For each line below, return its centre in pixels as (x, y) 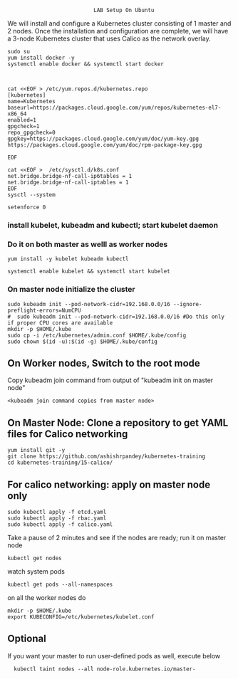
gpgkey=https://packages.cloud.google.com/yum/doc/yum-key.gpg (103, 139)
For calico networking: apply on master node (109, 484)
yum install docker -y (41, 58)
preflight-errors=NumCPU (44, 310)
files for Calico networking (68, 434)
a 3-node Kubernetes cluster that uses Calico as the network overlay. (109, 38)
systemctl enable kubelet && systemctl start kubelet (89, 272)
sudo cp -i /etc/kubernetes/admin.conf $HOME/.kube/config (97, 335)
